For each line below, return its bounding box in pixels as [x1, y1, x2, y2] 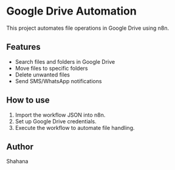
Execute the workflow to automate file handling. [15, 124, 135, 131]
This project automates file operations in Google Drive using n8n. [6, 24, 170, 32]
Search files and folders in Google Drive [15, 58, 115, 65]
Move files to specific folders [15, 64, 88, 72]
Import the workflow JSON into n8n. [15, 111, 106, 118]
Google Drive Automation [6, 4, 137, 18]
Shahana [6, 158, 29, 165]
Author [6, 141, 33, 152]
